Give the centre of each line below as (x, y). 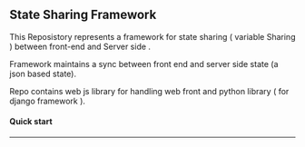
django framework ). (48, 101)
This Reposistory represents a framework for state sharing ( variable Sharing (152, 36)
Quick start (31, 122)
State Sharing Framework (83, 15)
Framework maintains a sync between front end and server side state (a (144, 64)
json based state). (43, 73)
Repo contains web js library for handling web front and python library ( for (149, 91)
